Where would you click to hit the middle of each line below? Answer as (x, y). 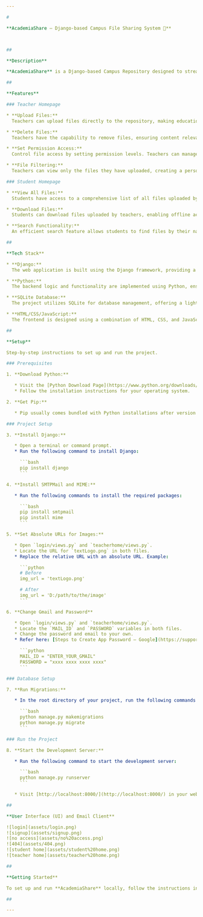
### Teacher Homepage (34, 104)
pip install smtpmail (47, 512)
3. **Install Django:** (36, 435)
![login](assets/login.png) (42, 827)
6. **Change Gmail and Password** (50, 612)
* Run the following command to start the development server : (95, 761)
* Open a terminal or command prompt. (63, 446)
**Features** (23, 94)
